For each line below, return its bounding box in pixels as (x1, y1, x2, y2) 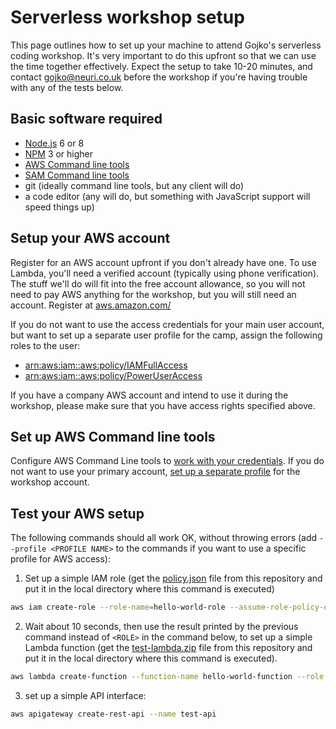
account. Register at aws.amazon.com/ (10, 299, 172, 311)
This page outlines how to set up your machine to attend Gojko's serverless (10, 39, 322, 51)
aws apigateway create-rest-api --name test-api (10, 709, 217, 719)
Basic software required (10, 111, 163, 128)
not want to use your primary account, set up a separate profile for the (10, 466, 301, 478)
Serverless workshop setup (10, 6, 245, 29)
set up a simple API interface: (24, 689, 147, 701)
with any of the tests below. (10, 81, 124, 93)
